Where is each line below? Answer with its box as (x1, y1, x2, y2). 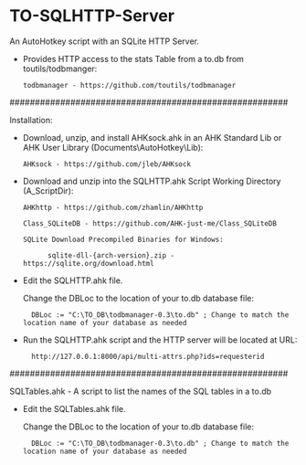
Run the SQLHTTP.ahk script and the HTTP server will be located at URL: (22, 334, 298, 345)
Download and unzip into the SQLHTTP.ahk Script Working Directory (22, 175, 281, 186)
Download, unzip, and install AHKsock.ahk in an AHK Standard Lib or (22, 132, 282, 143)
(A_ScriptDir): (22, 185, 74, 196)
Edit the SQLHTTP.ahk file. (22, 275, 123, 286)
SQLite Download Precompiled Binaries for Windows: (22, 235, 224, 244)
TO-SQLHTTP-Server (9, 5, 175, 26)
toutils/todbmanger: (22, 63, 98, 74)
